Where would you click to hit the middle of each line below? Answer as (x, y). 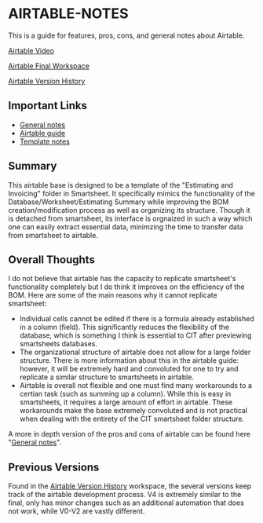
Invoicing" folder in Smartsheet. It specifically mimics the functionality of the (131, 193)
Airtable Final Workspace (49, 66)
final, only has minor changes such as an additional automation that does (126, 503)
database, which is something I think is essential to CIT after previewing (135, 335)
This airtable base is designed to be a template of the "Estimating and (121, 185)
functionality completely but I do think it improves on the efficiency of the (126, 287)
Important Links (48, 106)
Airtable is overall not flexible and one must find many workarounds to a (136, 386)
